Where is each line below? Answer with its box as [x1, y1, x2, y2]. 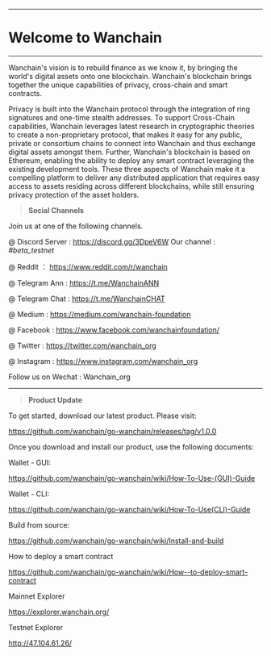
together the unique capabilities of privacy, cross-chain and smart [8, 80, 228, 90]
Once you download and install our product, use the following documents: [8, 441, 254, 452]
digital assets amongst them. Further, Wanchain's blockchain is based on [8, 147, 251, 157]
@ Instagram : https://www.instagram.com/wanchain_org [8, 356, 198, 366]
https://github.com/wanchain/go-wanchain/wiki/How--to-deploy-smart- [8, 566, 248, 577]
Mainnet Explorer [8, 591, 66, 601]
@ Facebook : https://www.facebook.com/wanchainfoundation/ [8, 324, 220, 335]
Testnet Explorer [8, 622, 63, 632]
